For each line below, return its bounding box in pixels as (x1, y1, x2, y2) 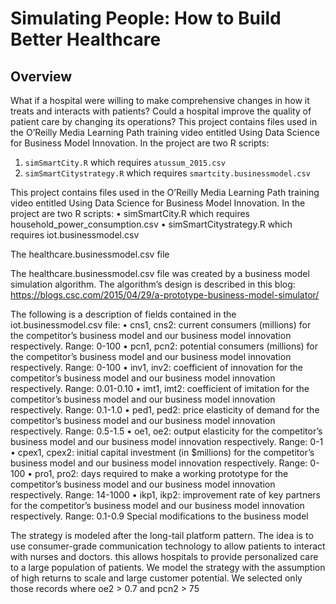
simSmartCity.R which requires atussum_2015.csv (24, 157, 226, 168)
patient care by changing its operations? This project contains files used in (10, 116, 318, 127)
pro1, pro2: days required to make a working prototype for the (34, 468, 289, 479)
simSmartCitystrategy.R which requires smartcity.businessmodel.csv (24, 167, 311, 179)
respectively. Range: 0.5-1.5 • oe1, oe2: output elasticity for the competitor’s (10, 425, 323, 437)
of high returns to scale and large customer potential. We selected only (10, 572, 303, 584)
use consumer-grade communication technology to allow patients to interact (10, 540, 326, 552)
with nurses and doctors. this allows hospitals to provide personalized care (10, 551, 319, 562)
